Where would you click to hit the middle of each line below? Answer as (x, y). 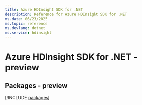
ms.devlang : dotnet (25, 28)
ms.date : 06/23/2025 (26, 19)
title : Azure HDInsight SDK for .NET (44, 10)
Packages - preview (36, 86)
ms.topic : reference (26, 23)
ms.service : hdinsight (28, 33)
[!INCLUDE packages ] (27, 97)
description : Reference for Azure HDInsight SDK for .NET (66, 14)
